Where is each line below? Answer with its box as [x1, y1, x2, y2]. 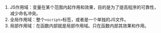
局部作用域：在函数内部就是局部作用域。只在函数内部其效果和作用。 [9, 23, 149, 29]
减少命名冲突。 [9, 10, 41, 16]
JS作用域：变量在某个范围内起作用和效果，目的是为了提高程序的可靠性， [9, 4, 159, 10]
